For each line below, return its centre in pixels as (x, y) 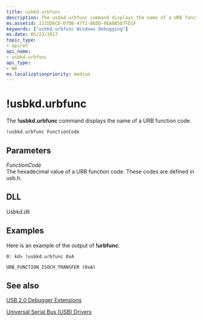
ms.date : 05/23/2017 (32, 35)
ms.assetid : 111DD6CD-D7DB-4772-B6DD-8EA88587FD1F (71, 23)
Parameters (29, 150)
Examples (25, 231)
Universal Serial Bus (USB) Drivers (49, 312)
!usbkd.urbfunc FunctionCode (43, 132)
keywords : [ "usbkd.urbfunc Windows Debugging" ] (67, 29)
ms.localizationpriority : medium (48, 74)
